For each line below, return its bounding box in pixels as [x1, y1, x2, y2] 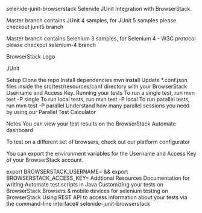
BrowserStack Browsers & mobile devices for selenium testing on [6, 187, 168, 194]
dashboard [6, 127, 33, 133]
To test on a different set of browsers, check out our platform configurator [6, 138, 191, 145]
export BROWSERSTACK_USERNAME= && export [6, 168, 128, 175]
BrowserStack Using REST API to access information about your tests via [6, 194, 188, 201]
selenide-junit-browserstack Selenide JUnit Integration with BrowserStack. [6, 5, 192, 12]
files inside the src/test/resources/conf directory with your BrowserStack [6, 83, 188, 90]
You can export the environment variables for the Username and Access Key [6, 150, 197, 157]
